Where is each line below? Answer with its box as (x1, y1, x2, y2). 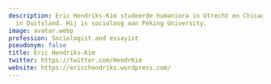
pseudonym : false (8, 42, 67, 50)
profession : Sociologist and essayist (8, 34, 139, 42)
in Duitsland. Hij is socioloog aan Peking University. (15, 19, 207, 27)
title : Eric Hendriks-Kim (8, 49, 95, 57)
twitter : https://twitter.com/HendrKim (8, 57, 143, 65)
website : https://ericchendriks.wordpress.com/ (8, 64, 172, 72)
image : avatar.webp (8, 26, 74, 34)
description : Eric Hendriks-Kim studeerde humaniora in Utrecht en (8, 11, 240, 20)
